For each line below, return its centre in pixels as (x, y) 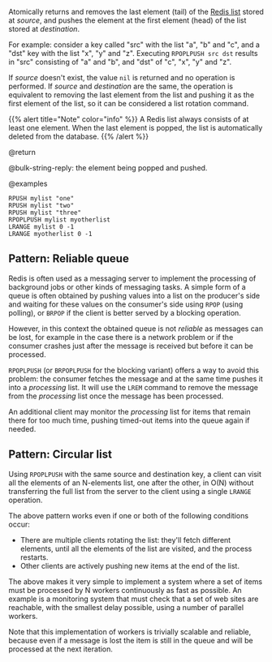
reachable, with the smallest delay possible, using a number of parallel (126, 607)
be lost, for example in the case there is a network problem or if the (121, 337)
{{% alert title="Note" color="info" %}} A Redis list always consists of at (129, 119)
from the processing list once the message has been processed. (116, 396)
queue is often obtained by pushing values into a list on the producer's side (134, 295)
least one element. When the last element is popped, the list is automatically (136, 128)
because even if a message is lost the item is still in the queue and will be (131, 640)
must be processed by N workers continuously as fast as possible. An (125, 590)
